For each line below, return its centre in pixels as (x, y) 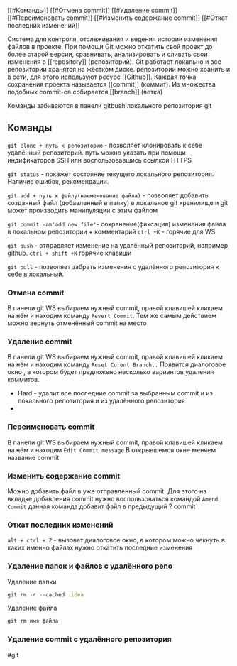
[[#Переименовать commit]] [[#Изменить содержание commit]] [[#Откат (118, 18)
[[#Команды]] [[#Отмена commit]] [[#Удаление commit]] (93, 10)
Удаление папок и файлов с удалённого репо (90, 566)
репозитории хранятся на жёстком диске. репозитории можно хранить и (119, 69)
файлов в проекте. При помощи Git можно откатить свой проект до (110, 47)
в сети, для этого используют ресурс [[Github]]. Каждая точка (102, 77)
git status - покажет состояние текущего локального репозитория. (111, 174)
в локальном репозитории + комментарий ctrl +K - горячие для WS (111, 231)
